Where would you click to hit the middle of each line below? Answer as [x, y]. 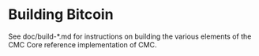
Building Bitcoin [61, 15]
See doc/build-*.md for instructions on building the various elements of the [130, 36]
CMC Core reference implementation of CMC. [83, 44]
